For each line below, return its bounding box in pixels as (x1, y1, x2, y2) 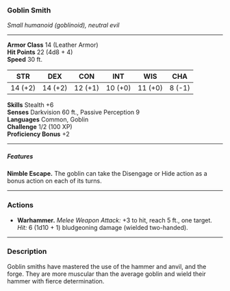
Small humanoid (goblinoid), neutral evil (7, 21, 120, 30)
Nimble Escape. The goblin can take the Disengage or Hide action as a (7, 170, 207, 178)
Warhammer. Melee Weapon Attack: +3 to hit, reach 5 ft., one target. (16, 216, 212, 224)
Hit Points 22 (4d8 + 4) (7, 48, 73, 56)
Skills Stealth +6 (7, 101, 54, 109)
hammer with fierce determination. (7, 277, 105, 285)
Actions (7, 200, 34, 210)
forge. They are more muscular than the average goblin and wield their (7, 270, 207, 278)
